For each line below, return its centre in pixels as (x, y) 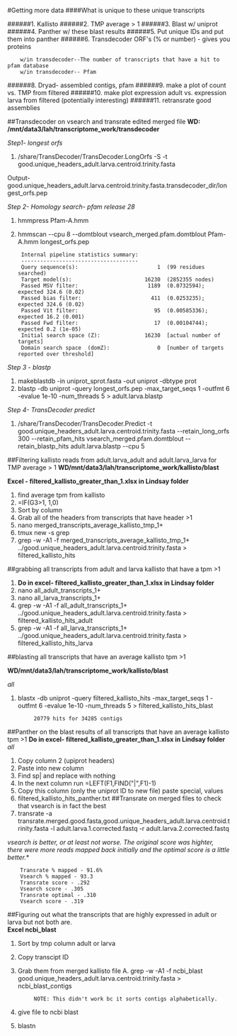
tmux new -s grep (44, 533)
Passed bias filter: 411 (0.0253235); (113, 298)
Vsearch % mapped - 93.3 (57, 876)
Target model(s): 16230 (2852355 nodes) (117, 280)
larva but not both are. (40, 922)
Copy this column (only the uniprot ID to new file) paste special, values (121, 791)
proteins (19, 46)
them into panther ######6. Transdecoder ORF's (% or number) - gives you (119, 39)
